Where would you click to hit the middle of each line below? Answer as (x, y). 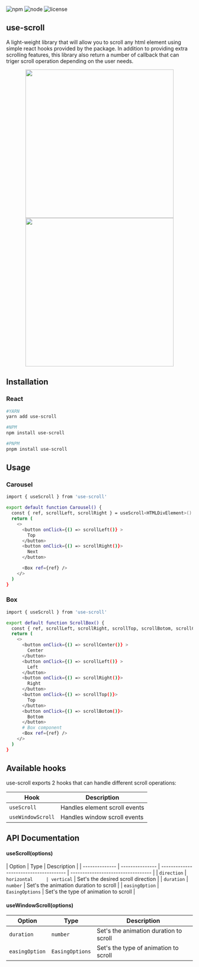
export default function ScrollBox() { (55, 623)
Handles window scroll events (102, 817)
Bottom (36, 717)
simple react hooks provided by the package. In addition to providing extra (97, 48)
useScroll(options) (30, 853)
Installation (27, 382)
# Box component (42, 728)
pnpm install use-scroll (37, 449)
